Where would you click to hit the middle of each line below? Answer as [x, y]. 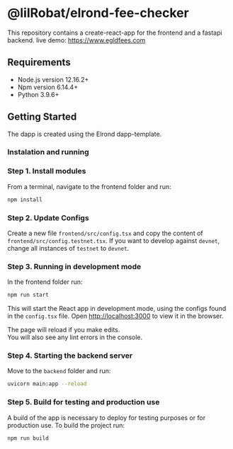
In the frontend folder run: [45, 282]
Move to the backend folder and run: [59, 371]
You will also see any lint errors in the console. [75, 337]
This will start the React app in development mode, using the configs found [117, 309]
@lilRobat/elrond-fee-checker [98, 13]
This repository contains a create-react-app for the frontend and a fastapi [115, 33]
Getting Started [42, 117]
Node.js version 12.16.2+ [53, 79]
